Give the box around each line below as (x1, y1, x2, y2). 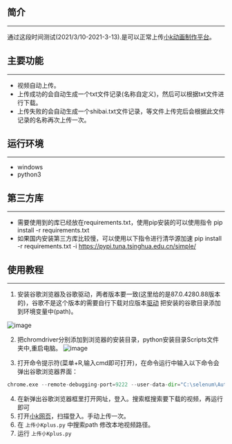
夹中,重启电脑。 (17, 344, 62, 353)
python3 (17, 170, 41, 178)
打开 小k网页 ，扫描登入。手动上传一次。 (17, 411, 130, 420)
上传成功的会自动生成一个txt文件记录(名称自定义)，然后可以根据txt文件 (17, 89, 219, 98)
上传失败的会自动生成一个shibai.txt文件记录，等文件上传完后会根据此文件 (17, 107, 225, 115)
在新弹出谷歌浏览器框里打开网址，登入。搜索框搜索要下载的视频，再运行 (17, 394, 223, 403)
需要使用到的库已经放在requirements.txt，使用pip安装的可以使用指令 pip (17, 219, 223, 227)
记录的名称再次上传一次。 (17, 115, 90, 124)
